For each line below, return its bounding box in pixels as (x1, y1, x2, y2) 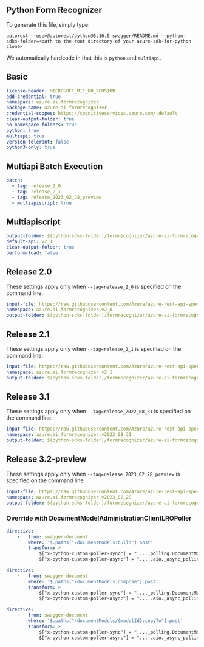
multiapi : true (6, 133, 45, 139)
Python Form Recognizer (6, 5, 102, 15)
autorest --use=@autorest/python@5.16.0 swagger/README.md (6, 33, 159, 39)
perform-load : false (6, 249, 59, 256)
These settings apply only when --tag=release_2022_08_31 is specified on (6, 407, 191, 415)
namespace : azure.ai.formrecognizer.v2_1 (6, 369, 113, 375)
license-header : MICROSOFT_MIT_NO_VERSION (6, 88, 115, 94)
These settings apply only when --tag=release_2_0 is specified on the (6, 283, 182, 290)
